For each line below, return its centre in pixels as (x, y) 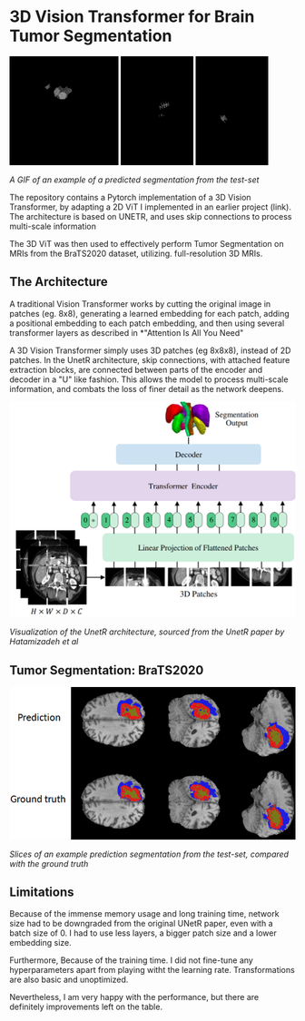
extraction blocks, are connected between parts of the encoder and (136, 369)
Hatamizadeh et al (44, 642)
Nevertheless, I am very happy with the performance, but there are (134, 997)
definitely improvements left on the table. (86, 1007)
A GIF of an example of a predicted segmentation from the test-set (134, 180)
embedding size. (40, 943)
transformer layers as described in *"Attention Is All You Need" (127, 332)
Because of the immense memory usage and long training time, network (144, 914)
